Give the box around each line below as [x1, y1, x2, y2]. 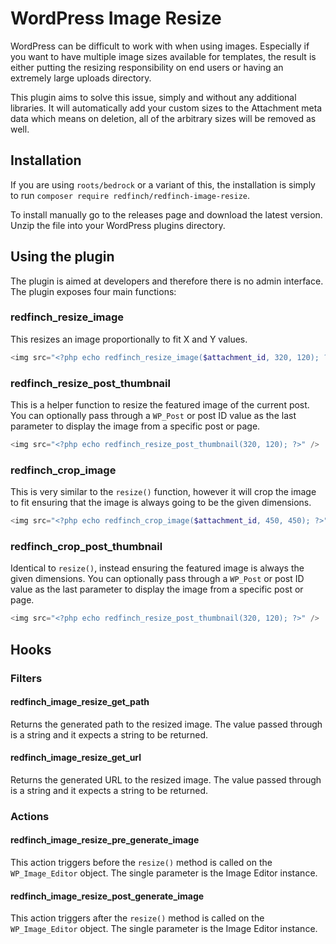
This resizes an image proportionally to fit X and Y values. [10, 333, 248, 345]
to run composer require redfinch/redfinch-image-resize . [10, 189, 251, 201]
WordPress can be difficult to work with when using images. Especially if [10, 40, 310, 52]
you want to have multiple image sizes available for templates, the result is [10, 50, 317, 62]
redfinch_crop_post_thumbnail [10, 540, 163, 553]
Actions [10, 809, 50, 823]
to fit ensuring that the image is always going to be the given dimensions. [10, 497, 312, 509]
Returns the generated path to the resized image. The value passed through [10, 718, 323, 730]
